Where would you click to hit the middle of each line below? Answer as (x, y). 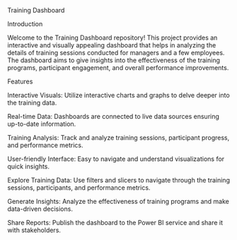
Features (20, 81)
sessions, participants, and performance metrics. (79, 188)
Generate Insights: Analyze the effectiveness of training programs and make (118, 201)
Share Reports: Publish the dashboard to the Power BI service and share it (115, 223)
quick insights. (29, 166)
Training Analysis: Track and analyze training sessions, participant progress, (118, 138)
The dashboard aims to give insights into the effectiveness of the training (114, 60)
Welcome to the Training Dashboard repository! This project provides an (112, 38)
